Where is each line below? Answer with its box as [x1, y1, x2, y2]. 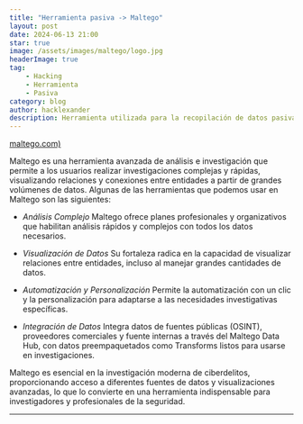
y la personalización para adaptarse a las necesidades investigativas [22, 294, 278, 305]
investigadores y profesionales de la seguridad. [9, 396, 186, 407]
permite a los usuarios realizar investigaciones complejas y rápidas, [9, 166, 262, 176]
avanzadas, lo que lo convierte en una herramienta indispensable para [9, 386, 271, 397]
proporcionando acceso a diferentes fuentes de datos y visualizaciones [9, 377, 275, 388]
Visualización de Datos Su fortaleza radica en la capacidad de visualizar [22, 248, 291, 259]
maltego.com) [9, 139, 61, 149]
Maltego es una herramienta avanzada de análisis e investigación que [9, 156, 269, 167]
